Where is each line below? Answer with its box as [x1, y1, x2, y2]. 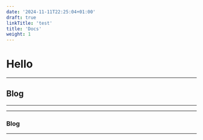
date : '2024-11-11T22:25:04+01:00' [6, 8, 96, 15]
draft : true [6, 14, 36, 21]
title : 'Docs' [6, 25, 42, 32]
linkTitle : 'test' [6, 20, 53, 26]
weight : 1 [6, 31, 31, 37]
